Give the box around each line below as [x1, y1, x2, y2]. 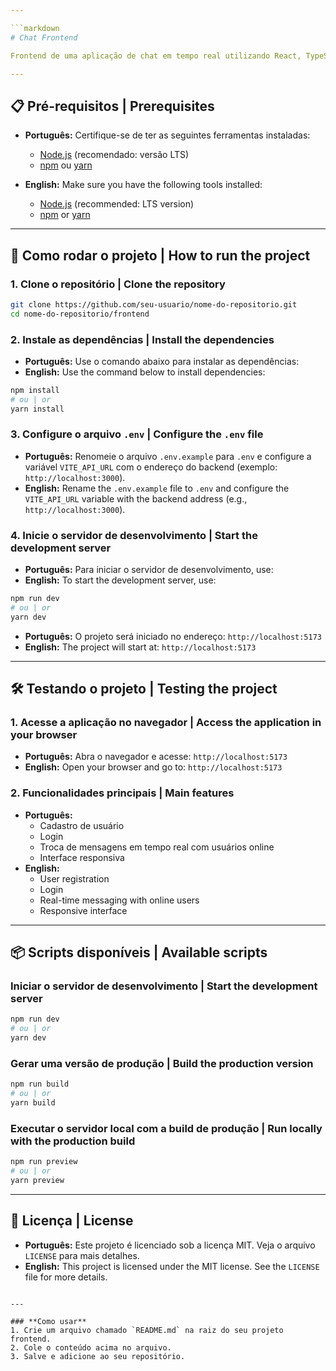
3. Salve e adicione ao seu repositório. [10, 1351, 186, 1361]
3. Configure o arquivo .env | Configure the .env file [10, 427, 264, 441]
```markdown [10, 23, 60, 33]
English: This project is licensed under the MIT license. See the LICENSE [24, 1260, 320, 1272]
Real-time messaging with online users [39, 894, 200, 906]
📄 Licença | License [10, 1212, 134, 1230]
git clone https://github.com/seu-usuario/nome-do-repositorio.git [10, 299, 298, 310]
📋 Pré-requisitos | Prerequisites [10, 97, 215, 115]
